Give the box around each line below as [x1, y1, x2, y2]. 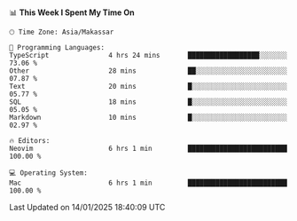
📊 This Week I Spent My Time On [9, 7, 135, 18]
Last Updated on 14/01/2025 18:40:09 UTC [9, 202, 166, 212]
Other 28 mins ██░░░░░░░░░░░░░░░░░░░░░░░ [9, 67, 288, 75]
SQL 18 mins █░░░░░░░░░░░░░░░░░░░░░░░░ [9, 98, 288, 107]
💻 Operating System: [9, 169, 89, 178]
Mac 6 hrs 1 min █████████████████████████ [9, 178, 288, 187]
